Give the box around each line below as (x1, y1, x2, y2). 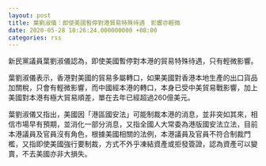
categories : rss (8, 33, 62, 42)
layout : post (8, 11, 51, 20)
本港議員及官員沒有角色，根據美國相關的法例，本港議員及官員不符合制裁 (8, 130, 244, 139)
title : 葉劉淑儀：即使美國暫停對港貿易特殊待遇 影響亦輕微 (8, 19, 180, 27)
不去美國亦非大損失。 (21, 149, 92, 159)
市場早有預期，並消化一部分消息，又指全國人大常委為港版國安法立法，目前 (14, 119, 258, 129)
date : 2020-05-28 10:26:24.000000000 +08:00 (8, 26, 158, 34)
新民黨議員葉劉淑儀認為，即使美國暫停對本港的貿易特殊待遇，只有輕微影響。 (8, 56, 258, 66)
